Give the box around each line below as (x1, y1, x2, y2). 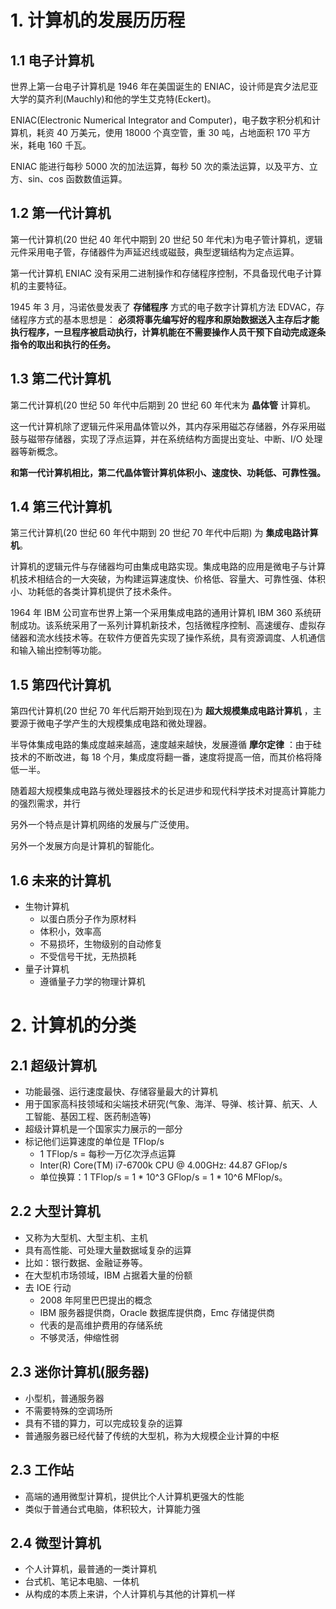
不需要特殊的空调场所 (24, 1404, 113, 1416)
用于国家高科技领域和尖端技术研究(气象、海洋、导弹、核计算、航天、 (24, 1098, 309, 1110)
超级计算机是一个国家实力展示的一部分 (24, 1123, 183, 1135)
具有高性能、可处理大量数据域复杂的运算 (24, 1244, 192, 1256)
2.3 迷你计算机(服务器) (10, 1364, 150, 1381)
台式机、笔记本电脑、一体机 (24, 1576, 140, 1588)
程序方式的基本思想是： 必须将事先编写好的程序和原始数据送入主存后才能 (18, 313, 320, 325)
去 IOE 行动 (24, 1281, 72, 1293)
